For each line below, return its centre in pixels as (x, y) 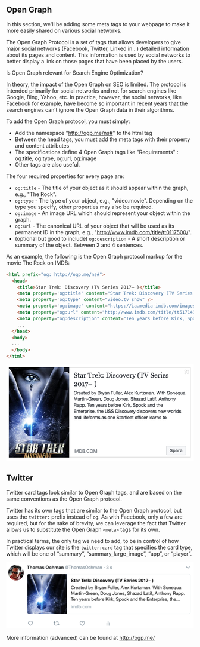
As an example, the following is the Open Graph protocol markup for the (94, 256)
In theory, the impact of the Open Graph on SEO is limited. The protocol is (96, 84)
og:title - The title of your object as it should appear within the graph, (101, 188)
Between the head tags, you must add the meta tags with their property (102, 139)
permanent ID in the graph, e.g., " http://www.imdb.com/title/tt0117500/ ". (103, 232)
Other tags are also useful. (47, 164)
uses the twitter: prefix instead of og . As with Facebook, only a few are (94, 517)
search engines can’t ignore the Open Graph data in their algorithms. (90, 109)
